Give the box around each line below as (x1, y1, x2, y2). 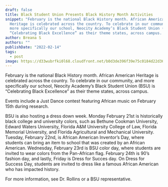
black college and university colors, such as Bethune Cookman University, (5, 118, 158, 124)
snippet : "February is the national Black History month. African (5, 17, 146, 22)
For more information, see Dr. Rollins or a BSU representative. (5, 176, 132, 182)
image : (5, 59, 19, 64)
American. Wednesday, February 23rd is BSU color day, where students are (5, 145, 161, 151)
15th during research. (5, 103, 49, 109)
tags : (5, 49, 16, 54)
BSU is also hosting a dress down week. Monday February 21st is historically (5, 113, 163, 119)
